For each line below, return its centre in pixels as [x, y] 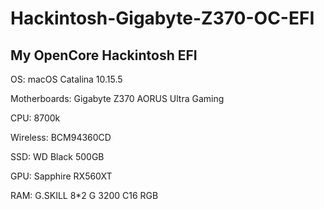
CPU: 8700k [35, 118]
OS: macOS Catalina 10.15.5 [66, 79]
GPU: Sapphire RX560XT [61, 176]
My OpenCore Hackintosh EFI [104, 55]
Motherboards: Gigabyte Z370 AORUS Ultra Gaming [117, 98]
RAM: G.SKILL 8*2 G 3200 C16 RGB [84, 195]
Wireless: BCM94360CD [61, 137]
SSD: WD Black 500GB [57, 156]
